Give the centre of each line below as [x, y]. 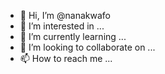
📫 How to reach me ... [66, 58]
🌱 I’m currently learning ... [73, 36]
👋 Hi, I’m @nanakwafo [65, 15]
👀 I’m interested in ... [62, 26]
